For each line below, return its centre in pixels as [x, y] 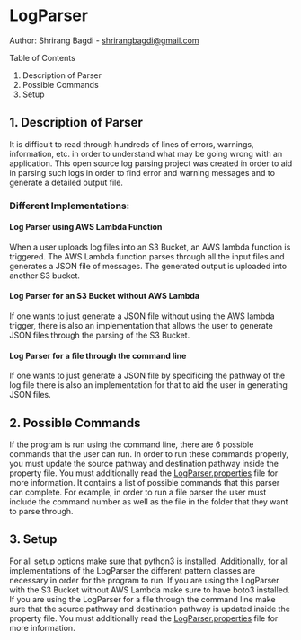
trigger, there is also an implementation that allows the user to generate [142, 326]
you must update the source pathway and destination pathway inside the [144, 464]
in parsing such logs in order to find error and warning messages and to [142, 172]
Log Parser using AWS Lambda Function [86, 227]
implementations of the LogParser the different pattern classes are [133, 570]
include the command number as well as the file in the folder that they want [149, 502]
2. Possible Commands [75, 423]
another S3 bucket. [45, 276]
